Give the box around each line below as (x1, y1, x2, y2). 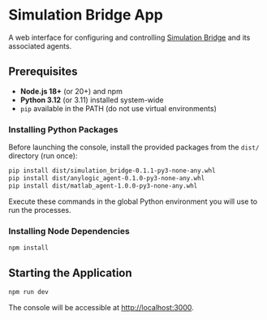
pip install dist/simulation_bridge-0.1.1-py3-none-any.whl (8, 166, 217, 175)
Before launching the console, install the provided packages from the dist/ (8, 142, 260, 152)
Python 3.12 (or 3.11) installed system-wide (19, 95, 164, 105)
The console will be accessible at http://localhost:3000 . (8, 302, 195, 312)
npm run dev (8, 288, 49, 296)
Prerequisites (8, 65, 78, 79)
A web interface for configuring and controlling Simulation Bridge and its (8, 32, 251, 42)
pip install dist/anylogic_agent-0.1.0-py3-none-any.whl (8, 174, 205, 182)
